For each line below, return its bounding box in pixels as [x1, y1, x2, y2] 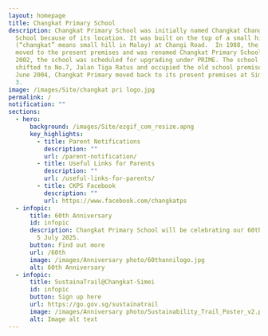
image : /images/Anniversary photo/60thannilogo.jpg [29, 256, 205, 264]
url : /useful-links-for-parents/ [43, 174, 156, 183]
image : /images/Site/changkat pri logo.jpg [8, 85, 156, 94]
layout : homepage [8, 11, 66, 20]
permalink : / [8, 93, 52, 101]
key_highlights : [29, 130, 84, 138]
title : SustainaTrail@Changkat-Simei [29, 278, 156, 287]
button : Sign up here [29, 293, 102, 301]
